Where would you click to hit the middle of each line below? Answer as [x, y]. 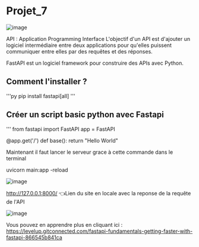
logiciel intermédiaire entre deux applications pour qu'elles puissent [89, 45]
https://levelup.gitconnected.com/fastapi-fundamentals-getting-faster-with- [99, 231]
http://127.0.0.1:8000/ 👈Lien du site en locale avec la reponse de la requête [99, 193]
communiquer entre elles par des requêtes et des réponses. [79, 51]
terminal [16, 158]
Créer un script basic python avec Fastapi [85, 115]
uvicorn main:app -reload [37, 170]
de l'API [15, 202]
